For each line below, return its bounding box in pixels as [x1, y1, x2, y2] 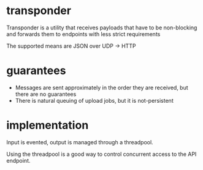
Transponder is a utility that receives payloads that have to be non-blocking [6, 24, 197, 31]
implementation [6, 119, 89, 132]
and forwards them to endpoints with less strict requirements [6, 30, 161, 37]
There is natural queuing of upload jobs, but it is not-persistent [15, 97, 174, 104]
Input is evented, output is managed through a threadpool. [6, 138, 153, 146]
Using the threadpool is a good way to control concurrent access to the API [6, 150, 197, 158]
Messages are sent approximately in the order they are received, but [15, 84, 188, 91]
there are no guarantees [15, 90, 77, 98]
